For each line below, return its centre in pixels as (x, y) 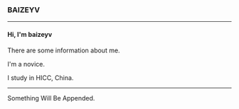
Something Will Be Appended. (51, 98)
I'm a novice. (26, 64)
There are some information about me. (64, 50)
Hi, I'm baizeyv (30, 34)
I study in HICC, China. (41, 78)
